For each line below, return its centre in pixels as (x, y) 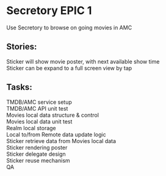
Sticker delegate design (36, 154)
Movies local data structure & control (53, 115)
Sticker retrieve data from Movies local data (61, 141)
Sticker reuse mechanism (38, 160)
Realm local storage (31, 128)
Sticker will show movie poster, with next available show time (83, 61)
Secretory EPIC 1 (49, 11)
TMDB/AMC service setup (39, 102)
